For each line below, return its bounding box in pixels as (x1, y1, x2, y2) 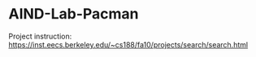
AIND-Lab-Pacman (8, 5, 140, 23)
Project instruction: (8, 31, 72, 41)
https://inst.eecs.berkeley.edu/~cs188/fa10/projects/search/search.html (8, 39, 249, 49)
